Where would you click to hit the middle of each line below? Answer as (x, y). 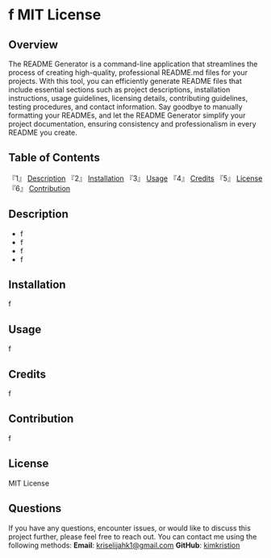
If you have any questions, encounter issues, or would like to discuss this (130, 528)
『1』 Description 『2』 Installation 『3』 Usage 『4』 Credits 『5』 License (135, 178)
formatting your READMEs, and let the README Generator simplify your (127, 115)
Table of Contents (54, 158)
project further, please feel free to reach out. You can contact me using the (133, 536)
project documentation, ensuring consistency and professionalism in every (132, 124)
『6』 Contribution (40, 188)
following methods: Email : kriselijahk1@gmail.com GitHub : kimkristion (124, 545)
